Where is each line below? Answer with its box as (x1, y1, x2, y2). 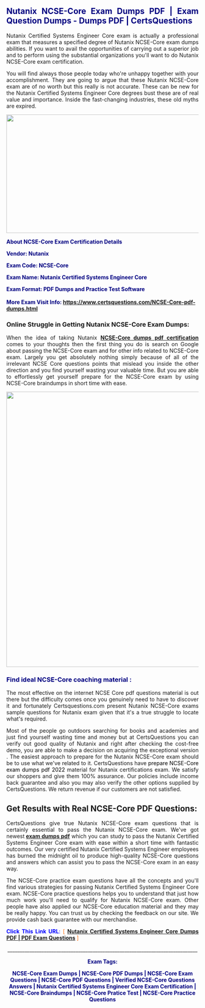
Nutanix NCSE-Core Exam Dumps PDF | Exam (6, 6, 199, 17)
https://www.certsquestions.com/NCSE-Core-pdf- (63, 298, 196, 306)
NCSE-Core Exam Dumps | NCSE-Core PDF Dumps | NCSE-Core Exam (12, 970, 193, 977)
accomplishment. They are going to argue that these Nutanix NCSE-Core (6, 76, 199, 83)
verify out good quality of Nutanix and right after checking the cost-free (6, 740, 199, 747)
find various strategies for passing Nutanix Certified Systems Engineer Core (6, 883, 199, 891)
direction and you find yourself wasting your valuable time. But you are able (6, 366, 199, 374)
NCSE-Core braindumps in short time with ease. (6, 380, 128, 387)
